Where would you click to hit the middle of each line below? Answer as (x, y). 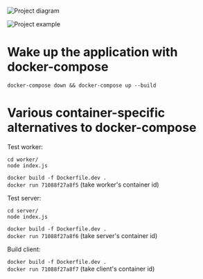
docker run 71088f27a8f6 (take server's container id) (82, 235)
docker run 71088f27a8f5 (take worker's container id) (83, 185)
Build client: (24, 249)
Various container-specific (86, 113)
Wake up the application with (92, 52)
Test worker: (25, 146)
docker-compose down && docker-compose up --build (82, 85)
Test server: (24, 198)
